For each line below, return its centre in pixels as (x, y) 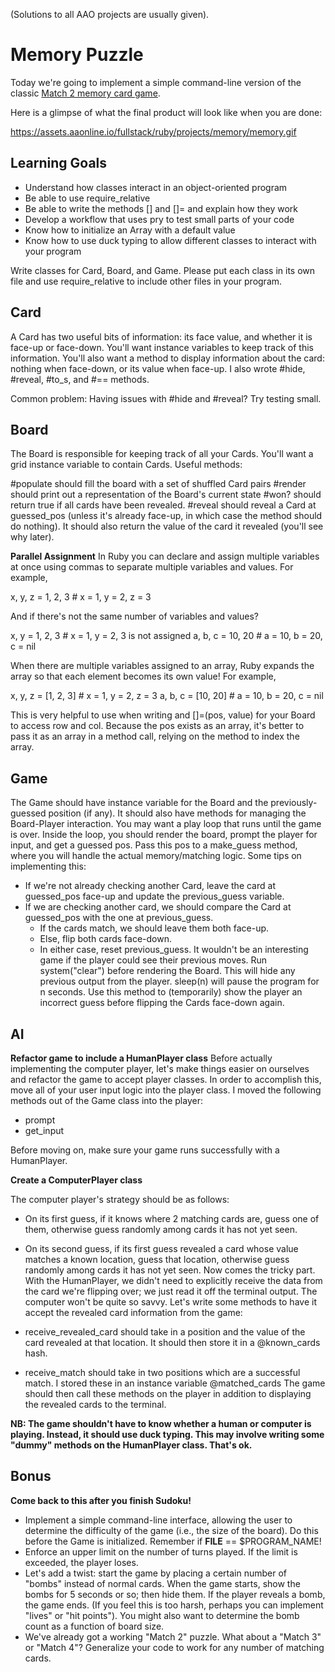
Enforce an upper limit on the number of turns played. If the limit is (161, 1551)
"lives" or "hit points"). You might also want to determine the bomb (162, 1615)
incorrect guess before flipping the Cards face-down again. (162, 1003)
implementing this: (48, 866)
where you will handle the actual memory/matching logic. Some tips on (156, 856)
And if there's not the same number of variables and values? (134, 616)
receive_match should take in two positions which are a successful (162, 1372)
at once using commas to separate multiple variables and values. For (152, 567)
